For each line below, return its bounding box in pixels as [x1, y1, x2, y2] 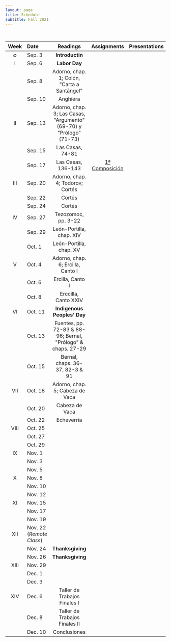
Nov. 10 [27, 483, 46, 490]
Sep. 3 [27, 51, 43, 59]
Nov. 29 [27, 561, 46, 569]
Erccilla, [60, 290, 79, 298]
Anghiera [58, 95, 80, 102]
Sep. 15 [27, 147, 46, 154]
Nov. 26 [27, 553, 46, 560]
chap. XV [58, 247, 80, 254]
